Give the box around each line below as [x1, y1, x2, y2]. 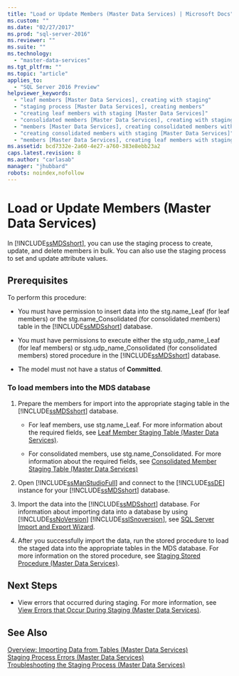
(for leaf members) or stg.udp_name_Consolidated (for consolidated [17, 343, 218, 353]
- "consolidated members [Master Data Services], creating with [14, 116, 208, 123]
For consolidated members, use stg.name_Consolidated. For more [28, 449, 222, 458]
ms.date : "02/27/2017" [7, 24, 75, 31]
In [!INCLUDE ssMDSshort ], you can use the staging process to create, [7, 239, 213, 247]
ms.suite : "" [7, 43, 46, 51]
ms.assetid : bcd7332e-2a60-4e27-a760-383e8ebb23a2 [7, 143, 161, 150]
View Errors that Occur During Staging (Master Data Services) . [17, 606, 201, 615]
